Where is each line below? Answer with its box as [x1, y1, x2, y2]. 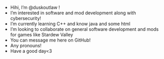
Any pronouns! [10, 43, 42, 48]
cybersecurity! [10, 15, 41, 21]
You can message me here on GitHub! [10, 37, 91, 43]
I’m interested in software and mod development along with [10, 10, 136, 16]
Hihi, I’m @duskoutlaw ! [10, 5, 60, 10]
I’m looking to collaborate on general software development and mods [10, 26, 159, 32]
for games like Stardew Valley [10, 32, 74, 37]
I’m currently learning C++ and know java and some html [10, 21, 131, 27]
